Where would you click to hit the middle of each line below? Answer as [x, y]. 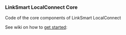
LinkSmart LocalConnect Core [41, 7]
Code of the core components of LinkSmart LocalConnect [63, 18]
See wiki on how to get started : [36, 27]
